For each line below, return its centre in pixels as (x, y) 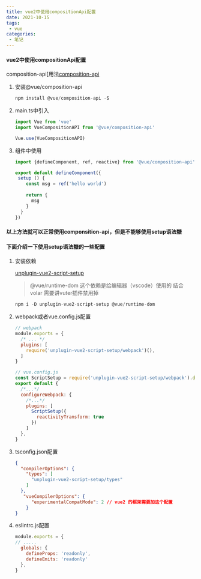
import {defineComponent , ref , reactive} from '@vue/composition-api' (105, 162)
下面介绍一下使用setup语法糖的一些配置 (55, 246)
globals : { (34, 548)
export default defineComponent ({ (58, 173)
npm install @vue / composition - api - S (62, 99)
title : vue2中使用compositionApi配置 (51, 12)
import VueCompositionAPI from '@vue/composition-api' (85, 127)
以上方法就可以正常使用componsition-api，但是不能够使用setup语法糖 (94, 232)
